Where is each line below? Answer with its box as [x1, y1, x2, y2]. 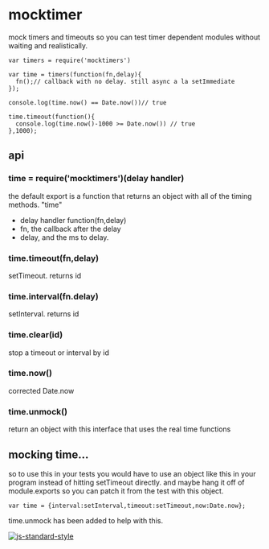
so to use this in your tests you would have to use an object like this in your [8, 469, 256, 478]
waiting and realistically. [8, 40, 88, 50]
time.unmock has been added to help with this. [8, 515, 163, 525]
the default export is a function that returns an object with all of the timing [8, 191, 252, 200]
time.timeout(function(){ [8, 113, 95, 121]
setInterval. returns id [8, 309, 79, 319]
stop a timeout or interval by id [8, 348, 110, 357]
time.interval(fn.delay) [8, 291, 99, 302]
